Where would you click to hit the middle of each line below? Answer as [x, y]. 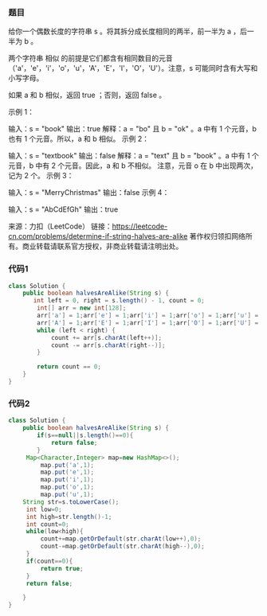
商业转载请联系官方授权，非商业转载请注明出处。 [102, 246]
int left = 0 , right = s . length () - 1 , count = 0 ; [119, 301]
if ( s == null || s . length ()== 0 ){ [85, 435]
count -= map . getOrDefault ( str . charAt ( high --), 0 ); [122, 547]
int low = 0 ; [44, 509]
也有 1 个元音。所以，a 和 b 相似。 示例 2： [79, 139]
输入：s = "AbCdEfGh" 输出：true [63, 209]
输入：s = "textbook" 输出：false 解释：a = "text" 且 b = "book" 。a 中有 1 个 [133, 156]
